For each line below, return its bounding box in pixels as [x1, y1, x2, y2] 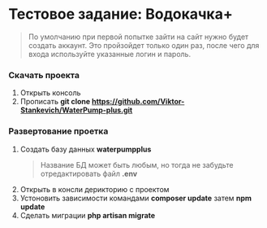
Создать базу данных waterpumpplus [19, 144, 152, 154]
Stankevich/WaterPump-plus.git [19, 105, 133, 115]
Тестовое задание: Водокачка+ [8, 5, 233, 24]
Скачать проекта [8, 69, 80, 81]
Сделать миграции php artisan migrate [19, 210, 156, 220]
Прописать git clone [19, 97, 91, 107]
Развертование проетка [8, 125, 109, 137]
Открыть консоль [19, 88, 81, 98]
